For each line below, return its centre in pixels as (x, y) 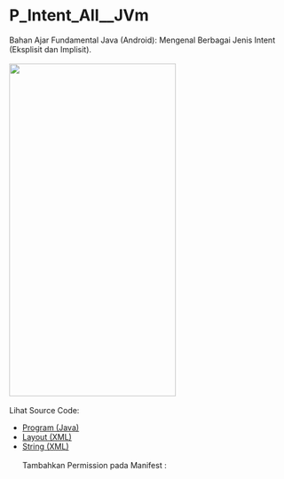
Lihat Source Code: (44, 410)
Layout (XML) (47, 436)
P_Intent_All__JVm (79, 16)
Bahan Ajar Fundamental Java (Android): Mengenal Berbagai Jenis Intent (142, 40)
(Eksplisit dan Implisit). (50, 49)
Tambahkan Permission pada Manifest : (94, 465)
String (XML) (45, 446)
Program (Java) (51, 428)
